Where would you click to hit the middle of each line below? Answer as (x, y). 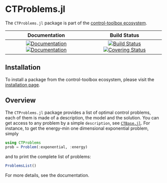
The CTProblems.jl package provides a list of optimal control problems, (78, 112)
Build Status (125, 35)
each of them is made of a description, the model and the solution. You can (82, 117)
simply (12, 133)
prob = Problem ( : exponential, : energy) (46, 147)
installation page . (23, 85)
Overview (21, 100)
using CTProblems (23, 143)
